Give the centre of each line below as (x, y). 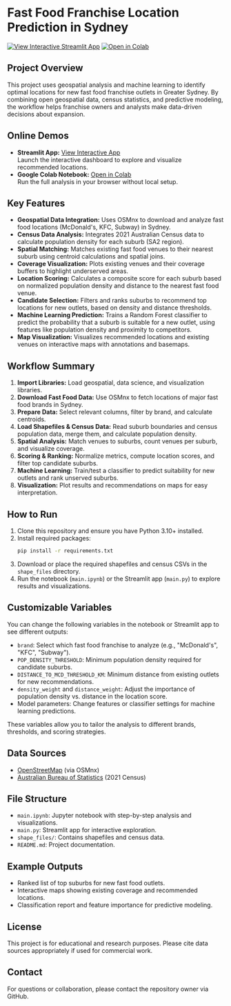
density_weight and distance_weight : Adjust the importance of (106, 689)
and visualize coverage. (51, 449)
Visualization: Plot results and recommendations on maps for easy (112, 485)
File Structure (37, 799)
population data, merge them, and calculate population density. (107, 434)
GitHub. (18, 996)
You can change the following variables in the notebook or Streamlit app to (113, 624)
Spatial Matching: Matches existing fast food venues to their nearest (115, 249)
